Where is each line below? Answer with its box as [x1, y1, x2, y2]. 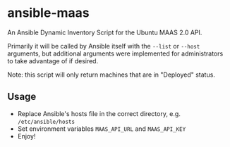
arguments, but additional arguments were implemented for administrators [7, 49, 224, 58]
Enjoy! [17, 132, 36, 140]
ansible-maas [7, 5, 90, 21]
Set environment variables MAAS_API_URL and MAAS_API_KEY [17, 124, 186, 133]
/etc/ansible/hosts [17, 118, 75, 125]
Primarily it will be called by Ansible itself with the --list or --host [7, 41, 200, 50]
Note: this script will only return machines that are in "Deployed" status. [7, 70, 215, 79]
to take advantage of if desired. [7, 56, 99, 65]
